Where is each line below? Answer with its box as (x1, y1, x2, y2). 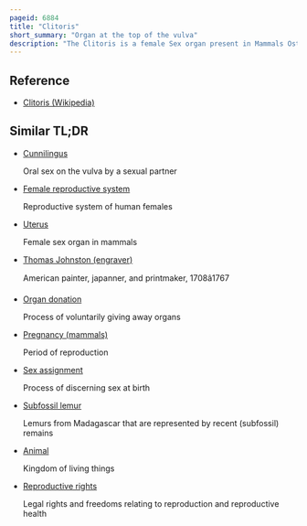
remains (22, 427, 54, 438)
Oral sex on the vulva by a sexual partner (22, 166, 178, 177)
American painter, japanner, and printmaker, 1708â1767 (22, 272, 230, 284)
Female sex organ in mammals (22, 236, 138, 247)
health (22, 508, 48, 519)
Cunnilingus (22, 147, 69, 158)
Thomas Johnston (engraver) (22, 253, 133, 265)
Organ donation (22, 294, 82, 305)
